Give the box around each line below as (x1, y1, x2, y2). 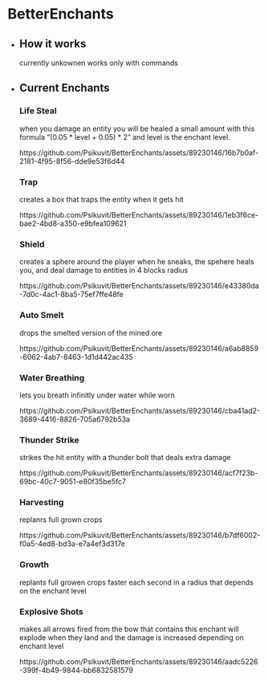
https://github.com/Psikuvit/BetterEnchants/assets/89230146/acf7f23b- (18, 468, 258, 478)
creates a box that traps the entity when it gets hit (18, 194, 184, 204)
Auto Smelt (18, 310, 64, 321)
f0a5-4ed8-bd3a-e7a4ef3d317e (18, 539, 126, 548)
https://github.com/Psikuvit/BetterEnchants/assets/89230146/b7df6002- (18, 531, 261, 540)
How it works (18, 37, 87, 51)
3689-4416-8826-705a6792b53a (18, 414, 130, 424)
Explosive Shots (18, 606, 83, 617)
